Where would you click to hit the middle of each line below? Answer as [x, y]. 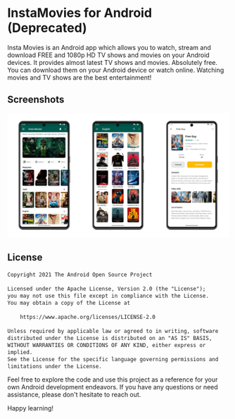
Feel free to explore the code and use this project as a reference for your [113, 379]
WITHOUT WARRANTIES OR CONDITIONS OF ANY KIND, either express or [107, 345]
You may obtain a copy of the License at [69, 303]
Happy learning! [31, 408]
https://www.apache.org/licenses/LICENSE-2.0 [88, 317]
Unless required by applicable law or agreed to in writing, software [113, 331]
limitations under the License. [55, 366]
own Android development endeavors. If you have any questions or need [113, 387]
